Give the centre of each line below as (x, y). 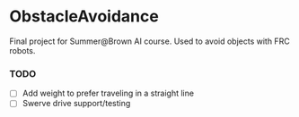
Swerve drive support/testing (76, 104)
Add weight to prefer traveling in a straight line (108, 93)
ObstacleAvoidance (84, 17)
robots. (22, 50)
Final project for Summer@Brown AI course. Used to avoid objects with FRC (149, 41)
